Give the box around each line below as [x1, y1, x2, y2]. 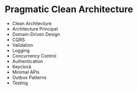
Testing [12, 80, 29, 86]
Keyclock [12, 64, 32, 70]
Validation [12, 42, 34, 48]
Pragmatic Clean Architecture [5, 4, 133, 15]
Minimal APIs [12, 69, 40, 75]
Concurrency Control [12, 52, 57, 59]
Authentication [12, 58, 43, 64]
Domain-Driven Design [12, 31, 61, 37]
